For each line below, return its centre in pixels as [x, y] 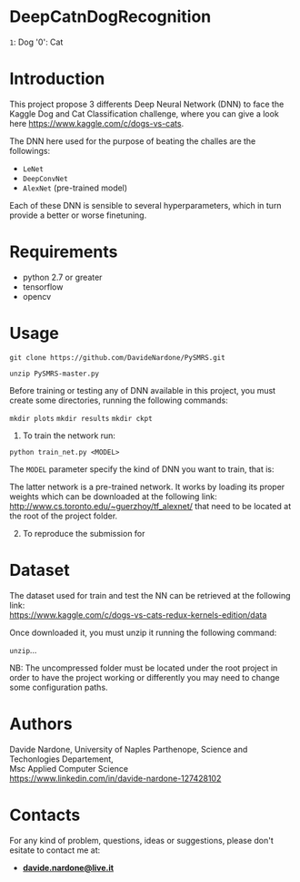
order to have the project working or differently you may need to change [145, 677]
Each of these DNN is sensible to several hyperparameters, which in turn [145, 205]
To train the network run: [69, 436]
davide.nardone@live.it [68, 867]
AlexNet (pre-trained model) [75, 188]
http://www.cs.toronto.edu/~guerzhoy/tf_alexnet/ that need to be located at [150, 506]
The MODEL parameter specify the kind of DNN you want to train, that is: [142, 469]
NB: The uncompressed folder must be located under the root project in [144, 668]
